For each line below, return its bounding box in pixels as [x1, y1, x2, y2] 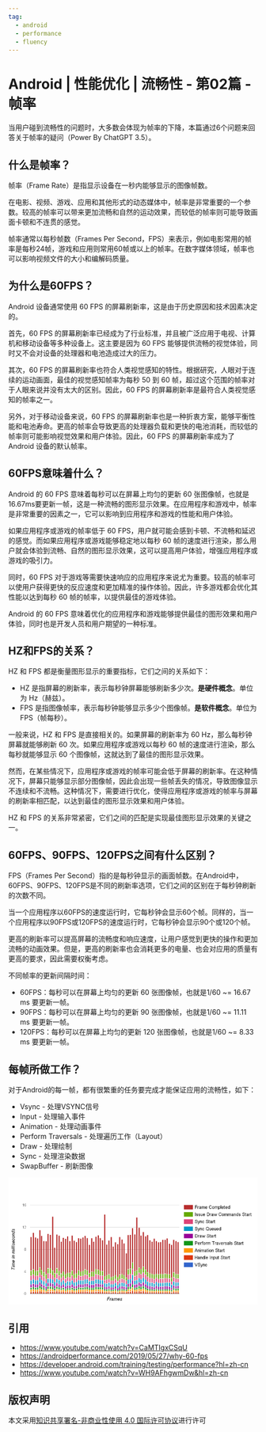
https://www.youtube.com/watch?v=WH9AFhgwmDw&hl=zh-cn [19, 1368, 229, 1377]
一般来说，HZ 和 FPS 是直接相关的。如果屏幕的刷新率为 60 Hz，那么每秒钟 [8, 730, 253, 739]
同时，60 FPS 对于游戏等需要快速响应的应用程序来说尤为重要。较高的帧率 [8, 572, 249, 582]
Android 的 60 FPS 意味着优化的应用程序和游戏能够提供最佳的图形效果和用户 [8, 609, 258, 618]
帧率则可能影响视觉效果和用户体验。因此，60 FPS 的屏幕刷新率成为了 [8, 431, 235, 441]
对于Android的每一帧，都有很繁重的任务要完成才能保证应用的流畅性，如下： [8, 1085, 256, 1095]
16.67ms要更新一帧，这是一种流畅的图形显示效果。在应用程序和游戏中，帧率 [8, 499, 257, 508]
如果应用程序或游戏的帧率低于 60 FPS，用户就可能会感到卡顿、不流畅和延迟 [8, 526, 256, 535]
